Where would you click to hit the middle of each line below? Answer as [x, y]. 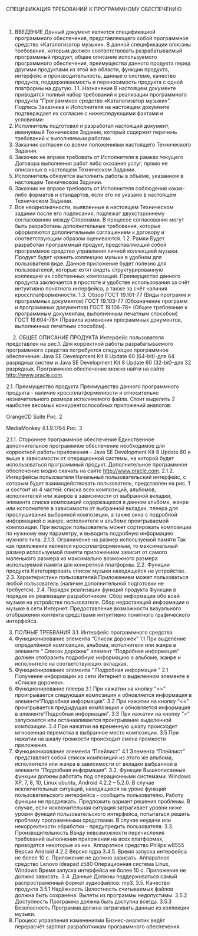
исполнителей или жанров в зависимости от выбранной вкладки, [89, 496]
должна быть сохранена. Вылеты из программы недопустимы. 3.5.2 [101, 895]
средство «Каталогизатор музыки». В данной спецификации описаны [103, 44]
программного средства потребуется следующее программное [88, 350]
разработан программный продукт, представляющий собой [90, 245]
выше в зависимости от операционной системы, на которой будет [90, 458]
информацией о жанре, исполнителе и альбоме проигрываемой [88, 521]
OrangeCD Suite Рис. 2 [34, 416]
